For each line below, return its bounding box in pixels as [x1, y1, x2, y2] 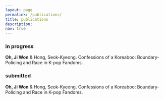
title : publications [5, 17, 49, 22]
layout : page [5, 7, 33, 13]
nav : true [5, 26, 26, 31]
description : [5, 21, 33, 27]
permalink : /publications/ [5, 12, 62, 17]
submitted [5, 72, 31, 79]
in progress [5, 43, 34, 50]
